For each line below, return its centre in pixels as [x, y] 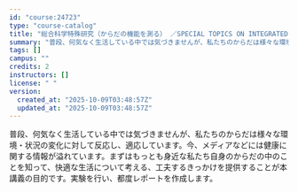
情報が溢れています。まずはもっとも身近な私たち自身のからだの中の [157, 157]
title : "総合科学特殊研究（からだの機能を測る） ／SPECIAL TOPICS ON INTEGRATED [149, 34]
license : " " [33, 83]
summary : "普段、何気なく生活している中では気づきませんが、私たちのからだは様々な [144, 42]
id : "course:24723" [45, 17]
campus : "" [29, 58]
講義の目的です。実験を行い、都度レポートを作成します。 [114, 179]
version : [25, 91]
